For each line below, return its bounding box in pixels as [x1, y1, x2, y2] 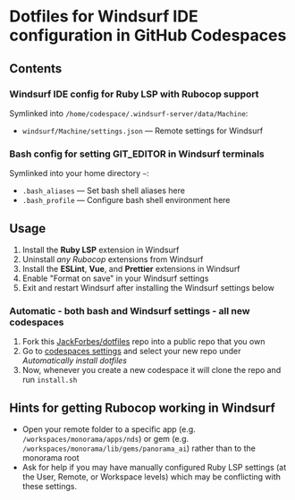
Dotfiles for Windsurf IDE [9, 6, 198, 27]
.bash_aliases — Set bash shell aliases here [21, 185, 186, 196]
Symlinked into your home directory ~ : [9, 168, 149, 179]
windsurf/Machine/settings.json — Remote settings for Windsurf [21, 125, 264, 136]
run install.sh [21, 374, 78, 386]
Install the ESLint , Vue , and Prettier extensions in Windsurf [21, 263, 240, 274]
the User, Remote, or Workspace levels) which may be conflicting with [21, 471, 282, 482]
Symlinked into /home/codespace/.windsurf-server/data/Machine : [9, 107, 249, 118]
